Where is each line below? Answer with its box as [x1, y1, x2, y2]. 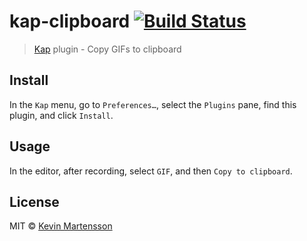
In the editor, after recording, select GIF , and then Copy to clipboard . [9, 165, 293, 177]
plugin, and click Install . [9, 109, 114, 121]
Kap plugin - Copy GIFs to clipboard [33, 43, 182, 55]
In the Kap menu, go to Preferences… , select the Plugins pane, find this [9, 98, 297, 110]
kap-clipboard [9, 10, 131, 33]
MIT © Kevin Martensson [9, 220, 113, 232]
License [9, 193, 60, 210]
